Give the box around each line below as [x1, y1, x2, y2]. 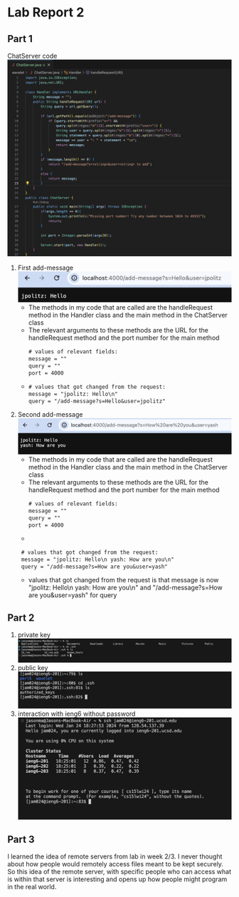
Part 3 [7, 833, 35, 846]
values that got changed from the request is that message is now [28, 576, 219, 584]
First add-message [17, 263, 73, 272]
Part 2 [7, 612, 35, 624]
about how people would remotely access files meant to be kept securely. [7, 860, 224, 868]
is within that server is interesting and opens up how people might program [7, 875, 228, 883]
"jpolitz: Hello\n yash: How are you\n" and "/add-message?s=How [28, 583, 223, 592]
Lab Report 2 [7, 4, 85, 21]
